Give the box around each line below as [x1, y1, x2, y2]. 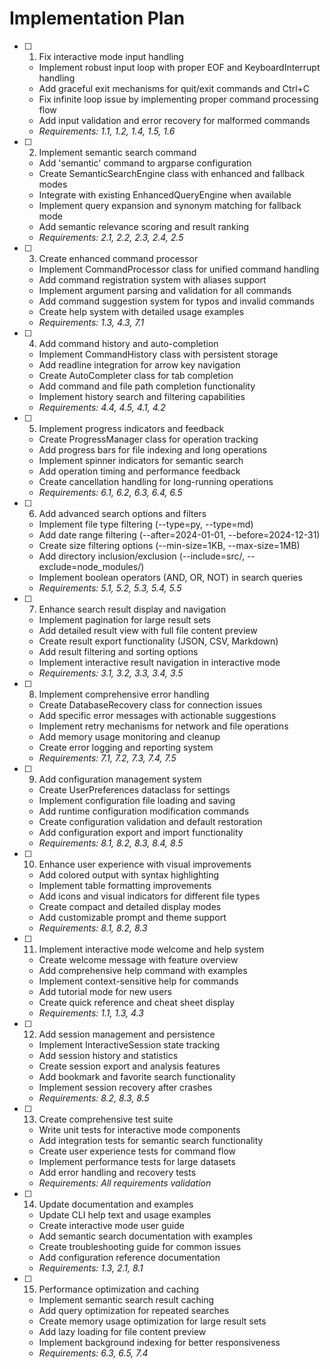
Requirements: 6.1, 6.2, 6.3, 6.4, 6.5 [38, 486, 183, 498]
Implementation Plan [9, 7, 186, 30]
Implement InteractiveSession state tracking [38, 1038, 221, 1051]
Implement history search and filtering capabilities [38, 390, 246, 402]
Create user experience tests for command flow [38, 1145, 237, 1157]
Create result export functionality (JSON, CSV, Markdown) [38, 635, 279, 647]
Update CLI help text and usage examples [38, 1208, 212, 1221]
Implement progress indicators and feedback [38, 422, 225, 434]
